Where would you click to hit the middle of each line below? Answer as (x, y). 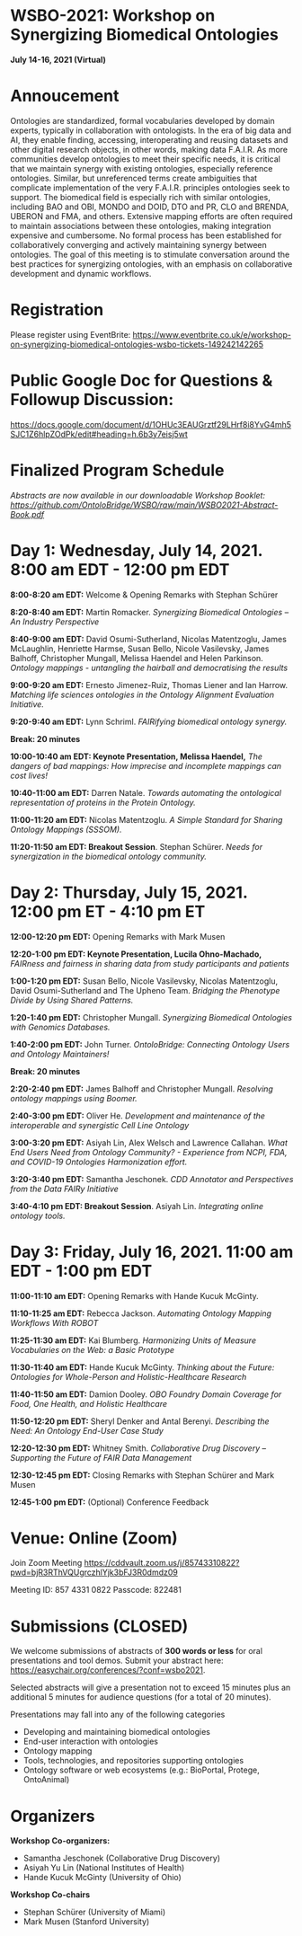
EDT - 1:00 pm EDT (81, 1271)
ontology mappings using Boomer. (74, 1098)
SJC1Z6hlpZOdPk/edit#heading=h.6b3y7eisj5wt (99, 434)
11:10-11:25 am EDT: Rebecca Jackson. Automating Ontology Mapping (141, 1313)
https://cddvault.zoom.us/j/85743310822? (162, 1563)
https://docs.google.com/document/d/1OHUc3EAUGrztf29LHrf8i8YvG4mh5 (151, 424)
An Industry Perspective (55, 622)
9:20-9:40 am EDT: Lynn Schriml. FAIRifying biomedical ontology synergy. (149, 721)
